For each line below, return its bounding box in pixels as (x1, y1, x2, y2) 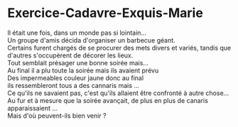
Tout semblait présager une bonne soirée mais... (7, 58, 149, 67)
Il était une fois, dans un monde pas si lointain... (7, 28, 147, 37)
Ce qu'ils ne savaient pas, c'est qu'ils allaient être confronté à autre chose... (7, 89, 229, 97)
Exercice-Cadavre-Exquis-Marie (7, 5, 204, 21)
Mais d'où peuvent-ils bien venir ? (7, 111, 107, 120)
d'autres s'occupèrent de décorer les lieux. (7, 51, 134, 60)
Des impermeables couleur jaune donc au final (7, 73, 144, 82)
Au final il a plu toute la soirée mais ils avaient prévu (7, 66, 159, 74)
